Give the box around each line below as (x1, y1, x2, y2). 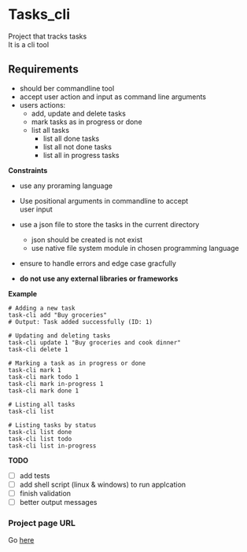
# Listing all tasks (8, 400, 76, 408)
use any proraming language (19, 181, 112, 190)
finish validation (19, 488, 72, 498)
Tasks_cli (8, 6, 71, 24)
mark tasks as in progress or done (31, 116, 143, 127)
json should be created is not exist (31, 234, 143, 245)
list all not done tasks (42, 142, 112, 151)
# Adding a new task (8, 304, 76, 312)
